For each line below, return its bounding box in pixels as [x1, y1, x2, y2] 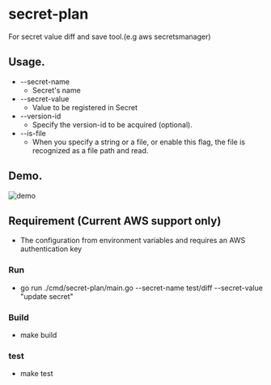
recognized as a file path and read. [32, 145, 149, 155]
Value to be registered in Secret [32, 102, 138, 112]
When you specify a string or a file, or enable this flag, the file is [32, 137, 245, 147]
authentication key [19, 244, 83, 254]
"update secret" [19, 291, 74, 301]
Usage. [8, 55, 46, 69]
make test [19, 369, 53, 379]
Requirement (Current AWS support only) [8, 214, 222, 228]
